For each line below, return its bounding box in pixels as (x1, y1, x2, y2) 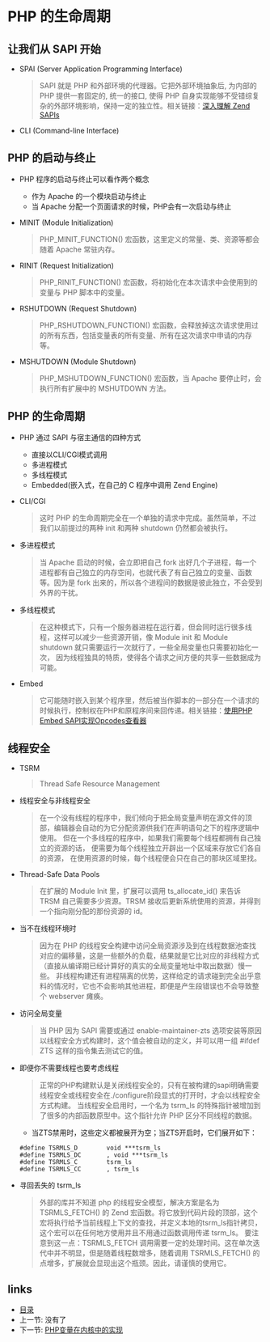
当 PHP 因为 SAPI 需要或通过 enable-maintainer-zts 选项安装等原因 (39, 1026, 262, 1035)
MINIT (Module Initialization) (19, 218, 114, 227)
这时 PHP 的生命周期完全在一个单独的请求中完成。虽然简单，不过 (39, 513, 256, 523)
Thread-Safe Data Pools (19, 870, 100, 879)
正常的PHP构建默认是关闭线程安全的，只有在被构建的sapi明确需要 (39, 1081, 259, 1090)
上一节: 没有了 (19, 1315, 66, 1325)
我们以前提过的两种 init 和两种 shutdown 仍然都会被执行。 (39, 523, 232, 532)
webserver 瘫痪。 (49, 992, 108, 1001)
